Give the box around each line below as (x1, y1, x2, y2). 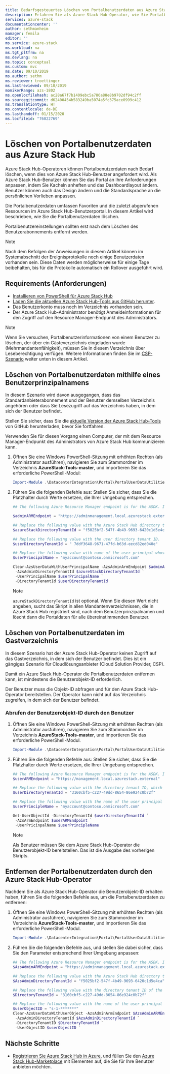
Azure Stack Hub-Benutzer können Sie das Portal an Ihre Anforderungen (5, 176, 157, 183)
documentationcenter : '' (5, 21, 58, 27)
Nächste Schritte (5, 1039, 60, 1048)
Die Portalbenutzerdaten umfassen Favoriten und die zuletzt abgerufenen (5, 202, 158, 208)
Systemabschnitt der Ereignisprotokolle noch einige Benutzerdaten (5, 254, 145, 260)
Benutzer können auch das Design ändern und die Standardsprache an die (5, 187, 161, 193)
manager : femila (5, 31, 39, 36)
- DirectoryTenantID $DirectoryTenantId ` (15, 1020, 104, 1025)
